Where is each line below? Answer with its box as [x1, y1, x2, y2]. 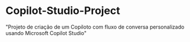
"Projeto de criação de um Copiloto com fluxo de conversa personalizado [5, 23, 185, 30]
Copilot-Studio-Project [5, 4, 121, 17]
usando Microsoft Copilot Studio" [5, 29, 87, 36]
